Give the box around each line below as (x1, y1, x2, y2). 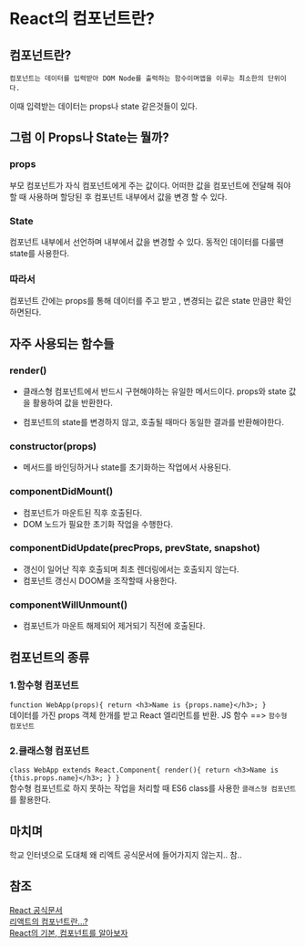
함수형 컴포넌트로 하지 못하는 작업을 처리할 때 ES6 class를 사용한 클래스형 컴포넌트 (9, 783, 297, 794)
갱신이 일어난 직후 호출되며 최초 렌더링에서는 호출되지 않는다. (22, 563, 239, 575)
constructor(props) (9, 440, 97, 453)
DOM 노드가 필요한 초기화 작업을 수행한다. (22, 518, 174, 529)
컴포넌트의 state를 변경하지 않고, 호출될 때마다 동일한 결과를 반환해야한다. (22, 416, 285, 427)
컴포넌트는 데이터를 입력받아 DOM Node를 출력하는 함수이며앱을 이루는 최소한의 (9, 74, 264, 83)
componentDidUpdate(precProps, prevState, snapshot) (9, 542, 261, 555)
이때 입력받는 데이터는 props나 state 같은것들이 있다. (9, 101, 198, 111)
